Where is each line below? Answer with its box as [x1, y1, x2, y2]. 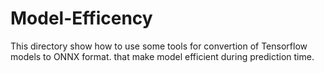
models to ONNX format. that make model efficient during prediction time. [10, 50, 315, 62]
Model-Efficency [10, 7, 153, 30]
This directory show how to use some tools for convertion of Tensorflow [10, 40, 308, 52]
